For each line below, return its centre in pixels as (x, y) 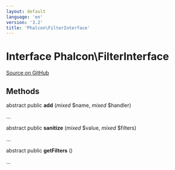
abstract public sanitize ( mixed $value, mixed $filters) (71, 128)
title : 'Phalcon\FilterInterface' (48, 28)
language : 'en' (25, 17)
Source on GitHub (28, 73)
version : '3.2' (25, 22)
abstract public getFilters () (40, 150)
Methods (23, 91)
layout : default (26, 11)
